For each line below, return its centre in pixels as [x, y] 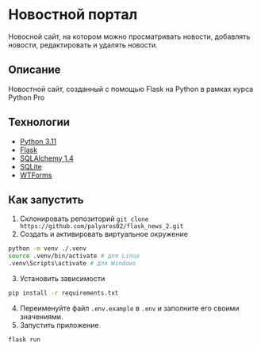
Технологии [39, 122]
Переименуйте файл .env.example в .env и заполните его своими [129, 308]
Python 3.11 [38, 141]
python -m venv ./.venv [48, 249]
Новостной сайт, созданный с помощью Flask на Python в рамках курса [131, 89]
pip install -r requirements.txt [63, 293]
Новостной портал [73, 15]
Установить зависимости [62, 278]
